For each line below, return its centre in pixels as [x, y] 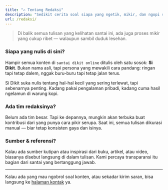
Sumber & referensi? [31, 140]
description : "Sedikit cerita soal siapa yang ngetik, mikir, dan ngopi [82, 14]
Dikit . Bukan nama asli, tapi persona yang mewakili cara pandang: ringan [80, 67]
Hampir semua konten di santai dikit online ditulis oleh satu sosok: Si [79, 62]
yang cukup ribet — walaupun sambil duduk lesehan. [72, 38]
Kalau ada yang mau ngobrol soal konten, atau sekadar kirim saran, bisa [79, 177]
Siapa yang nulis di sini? [35, 51]
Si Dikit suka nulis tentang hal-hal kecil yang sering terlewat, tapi [72, 82]
